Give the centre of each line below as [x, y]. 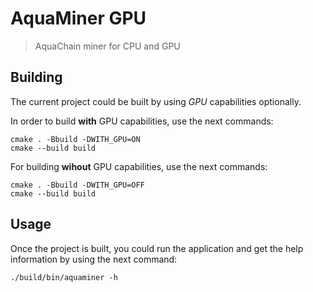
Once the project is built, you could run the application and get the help [157, 248]
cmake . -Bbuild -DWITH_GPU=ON [75, 139]
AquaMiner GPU [78, 18]
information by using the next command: [94, 259]
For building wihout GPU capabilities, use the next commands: [139, 166]
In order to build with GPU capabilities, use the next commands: [142, 121]
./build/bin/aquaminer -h [64, 277]
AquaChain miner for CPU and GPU [107, 46]
